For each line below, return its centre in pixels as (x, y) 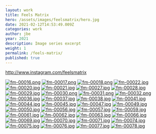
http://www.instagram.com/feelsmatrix (46, 72)
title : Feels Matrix (27, 15)
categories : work (24, 29)
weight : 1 (16, 48)
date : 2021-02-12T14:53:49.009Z (40, 24)
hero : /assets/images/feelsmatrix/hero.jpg (52, 20)
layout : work (19, 10)
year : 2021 (17, 39)
